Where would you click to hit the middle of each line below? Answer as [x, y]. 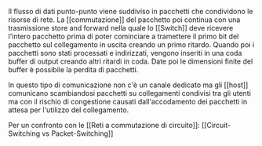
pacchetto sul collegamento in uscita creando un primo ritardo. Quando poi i [131, 45]
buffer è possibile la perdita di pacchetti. [73, 69]
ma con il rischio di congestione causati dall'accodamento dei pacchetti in [128, 102]
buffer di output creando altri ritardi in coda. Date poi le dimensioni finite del [131, 61]
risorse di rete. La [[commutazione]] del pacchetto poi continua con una [124, 20]
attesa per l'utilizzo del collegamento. [69, 110]
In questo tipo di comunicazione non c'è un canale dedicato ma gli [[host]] [128, 85]
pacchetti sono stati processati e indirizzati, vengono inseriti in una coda [125, 53]
